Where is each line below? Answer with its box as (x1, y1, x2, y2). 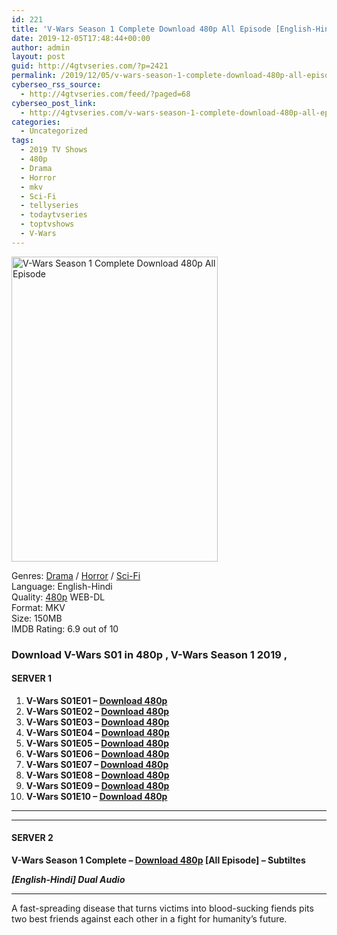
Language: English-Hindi (11, 580, 113, 592)
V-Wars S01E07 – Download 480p (25, 758, 169, 770)
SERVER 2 (11, 832, 54, 844)
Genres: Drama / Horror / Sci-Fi (11, 569, 141, 581)
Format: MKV (11, 601, 66, 613)
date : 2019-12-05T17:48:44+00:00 (11, 33, 151, 43)
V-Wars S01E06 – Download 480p (25, 747, 170, 760)
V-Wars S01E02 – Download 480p (25, 705, 170, 717)
